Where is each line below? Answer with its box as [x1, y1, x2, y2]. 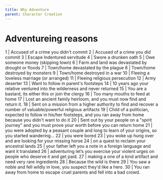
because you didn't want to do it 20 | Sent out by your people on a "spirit [5, 117, 152, 123]
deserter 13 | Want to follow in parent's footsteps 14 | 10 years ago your [5, 81, 149, 87]
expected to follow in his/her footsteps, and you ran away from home [5, 112, 144, 118]
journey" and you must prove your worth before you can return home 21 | [5, 122, 153, 128]
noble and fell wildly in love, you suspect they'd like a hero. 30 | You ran [5, 164, 150, 170]
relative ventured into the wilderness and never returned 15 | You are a [5, 86, 147, 91]
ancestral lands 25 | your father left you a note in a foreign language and [5, 143, 151, 149]
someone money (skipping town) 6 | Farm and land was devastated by [5, 60, 147, 65]
